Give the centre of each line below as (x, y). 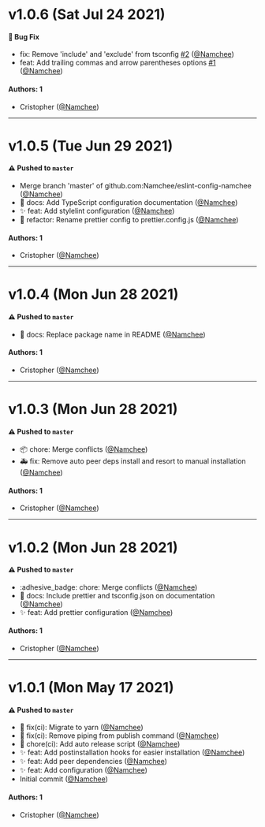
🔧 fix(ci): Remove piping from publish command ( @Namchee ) (119, 736)
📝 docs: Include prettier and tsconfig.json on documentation (117, 595)
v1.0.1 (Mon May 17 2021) (91, 688)
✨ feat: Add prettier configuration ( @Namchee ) (96, 612)
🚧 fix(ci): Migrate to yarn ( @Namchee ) (81, 728)
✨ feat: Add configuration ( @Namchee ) (84, 770)
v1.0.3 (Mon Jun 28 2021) (93, 409)
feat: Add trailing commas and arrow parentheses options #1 (118, 63)
